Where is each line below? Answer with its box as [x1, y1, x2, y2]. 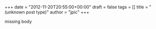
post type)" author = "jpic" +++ [26, 9, 90, 15]
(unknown [4, 9, 25, 15]
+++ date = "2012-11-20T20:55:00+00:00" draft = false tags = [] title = [4, 4, 148, 10]
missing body [4, 19, 32, 24]
